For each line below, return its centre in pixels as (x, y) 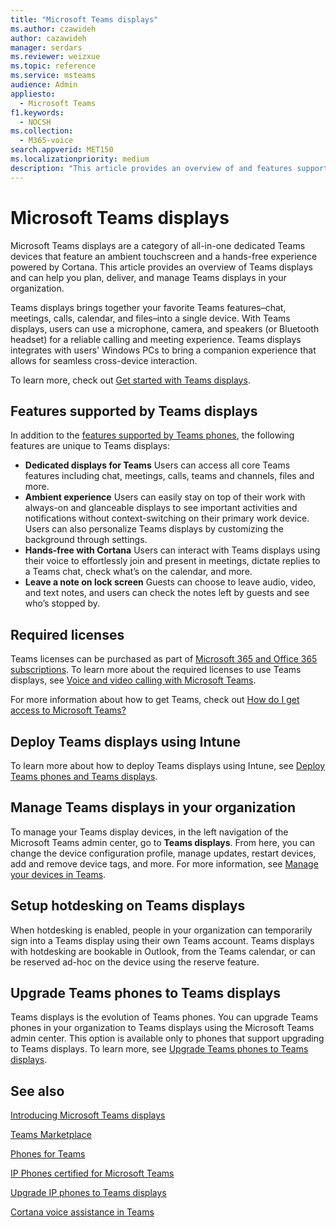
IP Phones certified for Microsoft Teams (92, 1173)
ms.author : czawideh (53, 29)
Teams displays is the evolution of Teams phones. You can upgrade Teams (164, 1017)
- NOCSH (35, 122)
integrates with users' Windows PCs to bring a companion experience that (163, 350)
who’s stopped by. (62, 603)
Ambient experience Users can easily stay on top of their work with (165, 497)
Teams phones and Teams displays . (84, 776)
